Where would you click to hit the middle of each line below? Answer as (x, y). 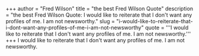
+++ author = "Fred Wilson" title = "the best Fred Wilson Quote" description (99, 9)
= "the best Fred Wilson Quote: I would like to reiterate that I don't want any (99, 15)
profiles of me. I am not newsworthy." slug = (60, 21)
